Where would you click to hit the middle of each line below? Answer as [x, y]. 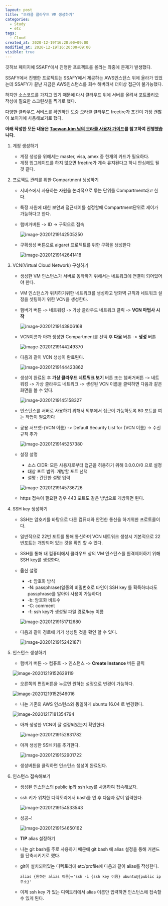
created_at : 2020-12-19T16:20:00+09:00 [47, 43]
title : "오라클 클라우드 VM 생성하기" [40, 15]
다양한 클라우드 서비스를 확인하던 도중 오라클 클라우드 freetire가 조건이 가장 [79, 112]
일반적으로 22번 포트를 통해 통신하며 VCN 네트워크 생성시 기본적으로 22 [90, 536]
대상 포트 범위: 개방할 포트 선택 [57, 471]
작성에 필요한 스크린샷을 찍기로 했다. [41, 101]
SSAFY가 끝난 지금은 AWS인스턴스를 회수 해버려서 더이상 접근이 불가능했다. [89, 84]
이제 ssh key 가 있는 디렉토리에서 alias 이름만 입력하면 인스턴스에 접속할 [91, 892]
